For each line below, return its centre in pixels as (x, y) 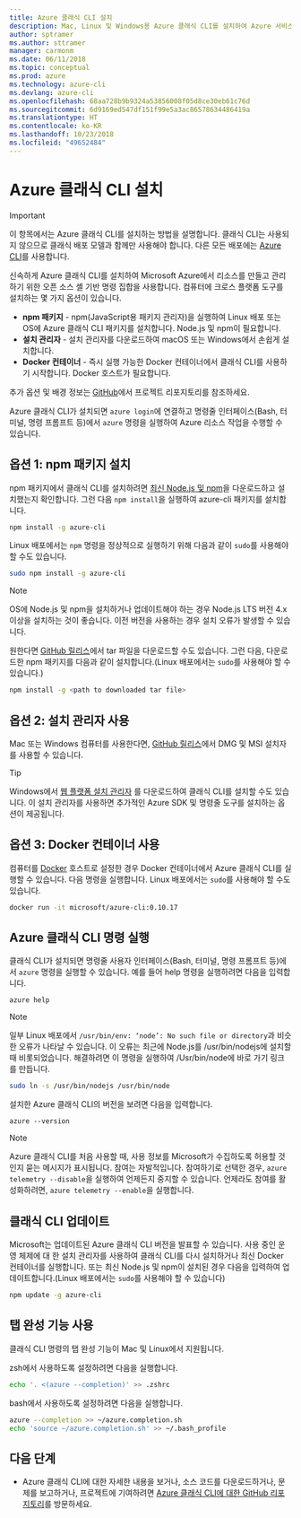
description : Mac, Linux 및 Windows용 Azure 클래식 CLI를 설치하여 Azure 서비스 (151, 26)
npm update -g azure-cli (56, 1296)
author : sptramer (42, 34)
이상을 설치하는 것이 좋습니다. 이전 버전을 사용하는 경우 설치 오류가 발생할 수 (142, 621)
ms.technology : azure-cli (57, 84)
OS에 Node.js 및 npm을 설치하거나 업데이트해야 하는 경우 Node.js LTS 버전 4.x (148, 609)
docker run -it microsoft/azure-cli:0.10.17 (94, 907)
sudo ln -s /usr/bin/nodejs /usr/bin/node (90, 1086)
